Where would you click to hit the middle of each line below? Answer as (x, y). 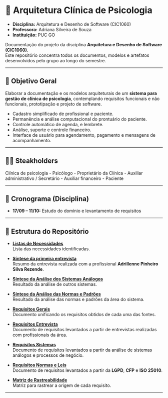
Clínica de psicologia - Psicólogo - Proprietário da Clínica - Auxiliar (74, 173)
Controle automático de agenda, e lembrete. (58, 124)
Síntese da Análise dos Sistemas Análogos (58, 279)
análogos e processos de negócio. (48, 355)
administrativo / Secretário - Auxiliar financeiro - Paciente (64, 178)
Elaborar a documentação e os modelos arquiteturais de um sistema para (81, 93)
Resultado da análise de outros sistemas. (55, 284)
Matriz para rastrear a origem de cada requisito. (62, 385)
